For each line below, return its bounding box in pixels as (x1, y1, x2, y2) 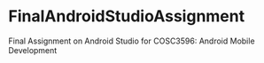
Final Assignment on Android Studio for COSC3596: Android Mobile (8, 35, 255, 46)
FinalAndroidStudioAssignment (8, 6, 245, 27)
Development (8, 44, 58, 55)
